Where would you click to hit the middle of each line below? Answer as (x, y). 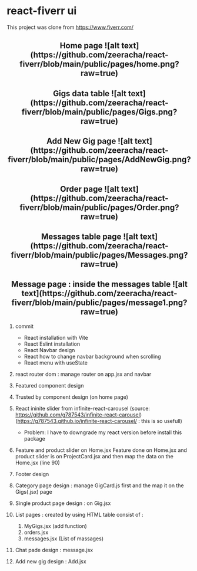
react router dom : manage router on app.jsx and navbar (83, 374)
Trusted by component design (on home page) (72, 397)
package (35, 438)
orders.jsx (36, 532)
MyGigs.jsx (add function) (55, 526)
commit (24, 326)
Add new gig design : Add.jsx (51, 561)
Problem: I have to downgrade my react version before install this (103, 432)
